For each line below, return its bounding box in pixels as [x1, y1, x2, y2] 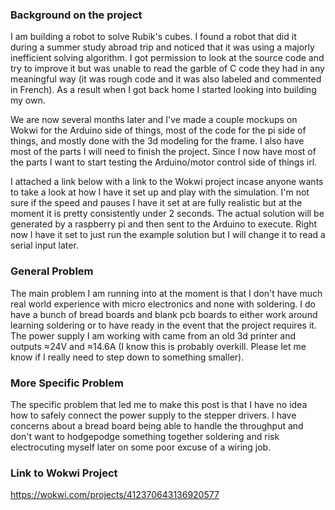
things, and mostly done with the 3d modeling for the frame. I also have [10, 135, 305, 147]
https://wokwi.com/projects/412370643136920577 [10, 489, 220, 501]
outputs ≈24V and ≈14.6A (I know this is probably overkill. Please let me [10, 340, 307, 352]
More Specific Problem [10, 376, 124, 390]
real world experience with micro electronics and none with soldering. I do [10, 298, 316, 310]
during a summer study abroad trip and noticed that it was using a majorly [10, 41, 315, 53]
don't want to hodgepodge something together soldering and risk [10, 430, 280, 442]
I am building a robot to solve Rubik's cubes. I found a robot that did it [10, 31, 297, 43]
